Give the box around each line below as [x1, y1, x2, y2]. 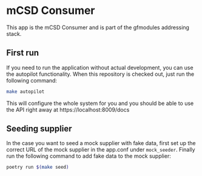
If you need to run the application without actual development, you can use [6, 64, 194, 71]
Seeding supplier [6, 124, 72, 134]
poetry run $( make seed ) [6, 164, 69, 171]
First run [6, 48, 39, 58]
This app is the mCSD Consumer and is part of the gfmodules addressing [6, 24, 190, 31]
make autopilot [6, 89, 45, 95]
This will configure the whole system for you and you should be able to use [6, 100, 194, 107]
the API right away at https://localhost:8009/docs [6, 106, 130, 113]
